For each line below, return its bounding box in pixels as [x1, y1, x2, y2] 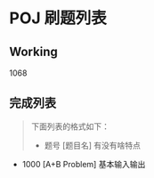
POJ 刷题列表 [9, 8, 107, 28]
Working [9, 44, 58, 59]
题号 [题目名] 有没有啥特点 [44, 140, 141, 150]
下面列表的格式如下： [30, 121, 109, 132]
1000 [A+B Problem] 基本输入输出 [21, 158, 146, 169]
